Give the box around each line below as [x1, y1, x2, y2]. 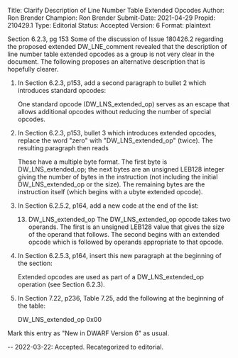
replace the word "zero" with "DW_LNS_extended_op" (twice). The [17, 136, 213, 145]
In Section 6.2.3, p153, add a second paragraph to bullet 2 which [17, 79, 207, 87]
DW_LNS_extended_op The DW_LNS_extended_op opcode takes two [28, 216, 231, 223]
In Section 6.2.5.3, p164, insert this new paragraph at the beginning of [17, 252, 222, 259]
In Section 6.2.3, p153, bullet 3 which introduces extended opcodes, [17, 129, 217, 137]
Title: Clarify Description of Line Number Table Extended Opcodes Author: [7, 6, 225, 14]
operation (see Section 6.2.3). [17, 280, 105, 289]
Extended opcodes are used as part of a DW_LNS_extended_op [17, 273, 204, 281]
